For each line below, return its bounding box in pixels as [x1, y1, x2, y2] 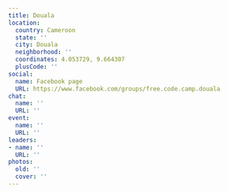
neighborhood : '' [15, 48, 73, 56]
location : [8, 19, 41, 27]
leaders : [8, 135, 37, 144]
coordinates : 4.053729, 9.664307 [15, 56, 125, 64]
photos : [8, 158, 34, 166]
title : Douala [8, 11, 55, 20]
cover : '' [15, 173, 47, 181]
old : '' [15, 165, 41, 173]
